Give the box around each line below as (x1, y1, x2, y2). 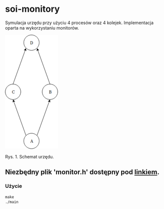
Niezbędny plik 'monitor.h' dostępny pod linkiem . (5, 168, 160, 177)
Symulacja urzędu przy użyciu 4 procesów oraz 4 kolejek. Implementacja (5, 20, 154, 26)
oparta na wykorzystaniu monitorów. (5, 25, 79, 30)
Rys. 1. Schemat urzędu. (5, 153, 54, 159)
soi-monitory (5, 3, 60, 15)
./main (5, 199, 19, 205)
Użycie (5, 183, 22, 190)
